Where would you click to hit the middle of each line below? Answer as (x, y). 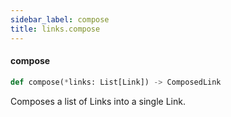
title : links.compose (55, 29)
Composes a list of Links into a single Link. (98, 101)
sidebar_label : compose (60, 19)
